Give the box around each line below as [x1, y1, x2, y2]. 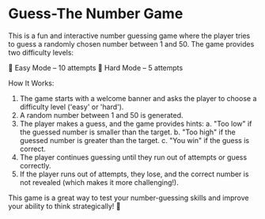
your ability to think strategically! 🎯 [8, 201, 121, 210]
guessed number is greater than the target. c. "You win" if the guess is [19, 135, 250, 145]
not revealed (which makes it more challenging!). [19, 177, 180, 187]
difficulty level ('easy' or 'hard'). [19, 102, 124, 111]
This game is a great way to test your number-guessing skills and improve [8, 193, 249, 202]
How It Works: [8, 78, 55, 88]
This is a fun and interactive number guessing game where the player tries [8, 31, 251, 40]
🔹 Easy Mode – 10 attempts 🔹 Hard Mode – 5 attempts [8, 62, 184, 72]
